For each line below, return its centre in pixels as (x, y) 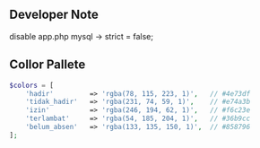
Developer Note (54, 15)
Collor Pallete (48, 65)
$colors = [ (31, 85)
